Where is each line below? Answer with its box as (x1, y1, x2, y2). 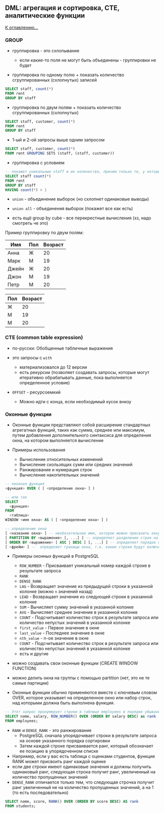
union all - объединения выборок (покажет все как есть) (12, 206, 133, 211)
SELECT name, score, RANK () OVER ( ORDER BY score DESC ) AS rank (5, 799, 139, 804)
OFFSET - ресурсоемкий (12, 389, 61, 395)
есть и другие (19, 651, 49, 657)
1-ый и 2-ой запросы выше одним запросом (12, 137, 105, 143)
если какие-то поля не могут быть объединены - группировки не (19, 57, 156, 63)
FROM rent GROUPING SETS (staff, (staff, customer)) (5, 151, 115, 156)
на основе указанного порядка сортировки (19, 738, 110, 744)
